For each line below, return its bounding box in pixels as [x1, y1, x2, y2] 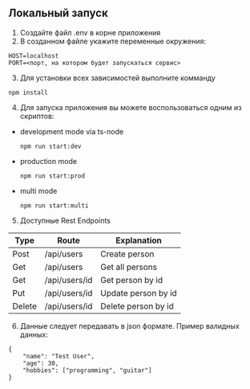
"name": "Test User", [22, 352, 95, 360]
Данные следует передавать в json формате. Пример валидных [19, 321, 240, 330]
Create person [99, 248, 155, 260]
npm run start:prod [19, 172, 86, 180]
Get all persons [99, 261, 158, 272]
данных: [19, 330, 48, 339]
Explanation [115, 235, 163, 246]
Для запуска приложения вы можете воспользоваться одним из [19, 102, 242, 112]
